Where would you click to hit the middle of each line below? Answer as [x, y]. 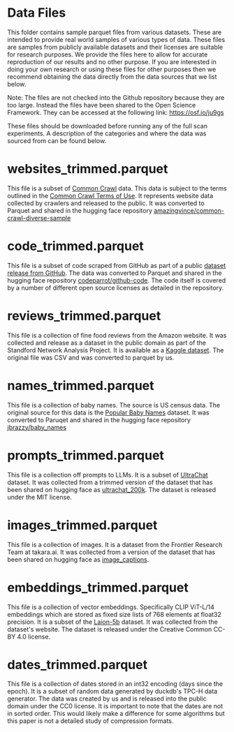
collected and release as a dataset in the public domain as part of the [107, 343]
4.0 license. [34, 636]
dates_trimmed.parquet [78, 665]
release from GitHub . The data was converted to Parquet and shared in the [115, 273]
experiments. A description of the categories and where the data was [107, 133]
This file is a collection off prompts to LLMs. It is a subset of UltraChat [108, 475]
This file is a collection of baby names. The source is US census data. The [114, 405]
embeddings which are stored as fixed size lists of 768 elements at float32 [115, 614]
